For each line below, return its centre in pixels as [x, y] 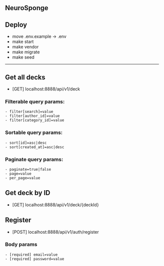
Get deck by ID [28, 193]
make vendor [25, 47]
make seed [23, 57]
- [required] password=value [35, 259]
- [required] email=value [31, 255]
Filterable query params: [35, 101]
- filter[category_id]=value [35, 120]
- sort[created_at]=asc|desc [35, 147]
